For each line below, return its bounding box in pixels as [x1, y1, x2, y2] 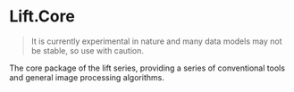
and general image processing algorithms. [9, 71, 165, 82]
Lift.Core [9, 6, 76, 27]
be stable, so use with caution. [30, 45, 145, 55]
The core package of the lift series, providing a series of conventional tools [9, 63, 286, 73]
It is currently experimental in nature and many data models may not [30, 36, 282, 46]
